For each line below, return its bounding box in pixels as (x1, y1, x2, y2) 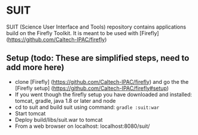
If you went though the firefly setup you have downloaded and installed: (14, 90, 193, 98)
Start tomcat (14, 109, 46, 117)
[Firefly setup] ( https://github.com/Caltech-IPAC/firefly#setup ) (14, 84, 169, 92)
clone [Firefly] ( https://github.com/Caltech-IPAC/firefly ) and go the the (14, 78, 189, 85)
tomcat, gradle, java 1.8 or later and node (14, 97, 116, 104)
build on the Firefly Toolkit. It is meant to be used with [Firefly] (6, 29, 160, 36)
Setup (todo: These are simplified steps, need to (6, 53, 190, 63)
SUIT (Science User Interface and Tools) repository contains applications (6, 23, 187, 30)
